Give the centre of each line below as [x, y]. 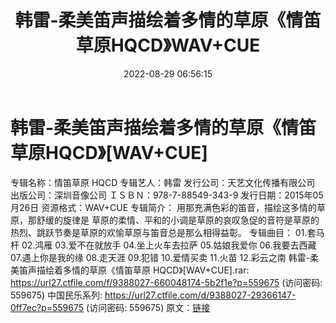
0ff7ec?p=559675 [47, 307]
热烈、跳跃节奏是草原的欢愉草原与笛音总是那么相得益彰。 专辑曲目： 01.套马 [167, 232]
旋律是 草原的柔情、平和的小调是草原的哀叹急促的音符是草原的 [191, 220]
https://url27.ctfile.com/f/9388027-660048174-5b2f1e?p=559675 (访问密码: [166, 282]
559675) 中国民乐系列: [56, 295]
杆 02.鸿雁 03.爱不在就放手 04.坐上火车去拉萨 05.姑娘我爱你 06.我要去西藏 [163, 245]
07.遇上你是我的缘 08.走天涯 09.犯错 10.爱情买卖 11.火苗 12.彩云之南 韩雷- [160, 257]
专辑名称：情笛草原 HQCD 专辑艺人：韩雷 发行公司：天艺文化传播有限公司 [163, 182]
